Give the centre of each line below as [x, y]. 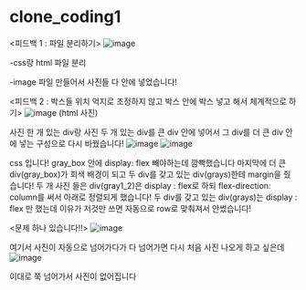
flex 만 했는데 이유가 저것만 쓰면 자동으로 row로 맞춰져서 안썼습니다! [131, 208]
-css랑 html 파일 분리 [48, 62]
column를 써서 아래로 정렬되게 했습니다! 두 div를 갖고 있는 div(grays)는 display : [153, 197]
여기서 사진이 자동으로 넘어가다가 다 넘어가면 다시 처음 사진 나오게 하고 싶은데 [147, 247]
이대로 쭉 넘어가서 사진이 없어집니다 [73, 276]
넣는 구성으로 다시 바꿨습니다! [72, 143]
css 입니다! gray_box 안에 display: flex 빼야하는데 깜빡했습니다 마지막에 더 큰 [148, 162]
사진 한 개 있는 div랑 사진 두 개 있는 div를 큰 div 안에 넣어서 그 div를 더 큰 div [147, 132]
